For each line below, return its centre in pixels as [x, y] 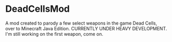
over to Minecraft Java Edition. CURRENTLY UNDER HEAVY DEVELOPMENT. [86, 28]
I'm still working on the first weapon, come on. [54, 34]
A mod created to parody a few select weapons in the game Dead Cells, [81, 23]
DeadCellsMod [38, 9]
